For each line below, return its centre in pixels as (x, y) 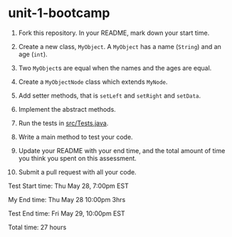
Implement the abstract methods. (67, 109)
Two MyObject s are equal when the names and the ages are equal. (115, 68)
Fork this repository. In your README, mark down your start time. (114, 33)
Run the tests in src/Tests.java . (63, 123)
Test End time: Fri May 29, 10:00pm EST (67, 213)
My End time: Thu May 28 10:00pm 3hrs (67, 199)
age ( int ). (33, 54)
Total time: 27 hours (37, 227)
